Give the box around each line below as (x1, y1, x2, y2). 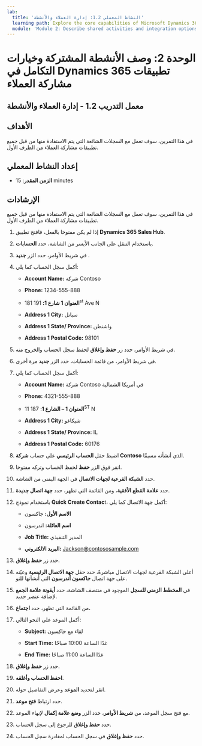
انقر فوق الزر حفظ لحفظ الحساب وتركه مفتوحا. (15, 463, 122, 471)
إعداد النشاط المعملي (7, 161, 78, 171)
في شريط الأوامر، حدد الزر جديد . (15, 252, 90, 259)
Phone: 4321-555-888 (24, 392, 80, 400)
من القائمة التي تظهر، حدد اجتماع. (15, 604, 91, 611)
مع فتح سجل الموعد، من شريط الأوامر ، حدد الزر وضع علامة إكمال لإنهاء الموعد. (15, 709, 191, 716)
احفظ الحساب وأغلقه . (15, 674, 64, 681)
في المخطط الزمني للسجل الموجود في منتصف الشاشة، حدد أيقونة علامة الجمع (15, 586, 191, 593)
